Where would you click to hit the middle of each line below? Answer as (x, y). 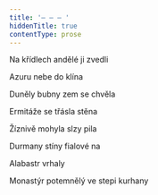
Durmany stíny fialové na (55, 146)
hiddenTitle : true (43, 26)
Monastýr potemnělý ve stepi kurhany (79, 181)
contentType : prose (46, 34)
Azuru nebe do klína (46, 77)
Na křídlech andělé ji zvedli (59, 60)
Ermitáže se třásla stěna (54, 112)
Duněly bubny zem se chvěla (62, 94)
